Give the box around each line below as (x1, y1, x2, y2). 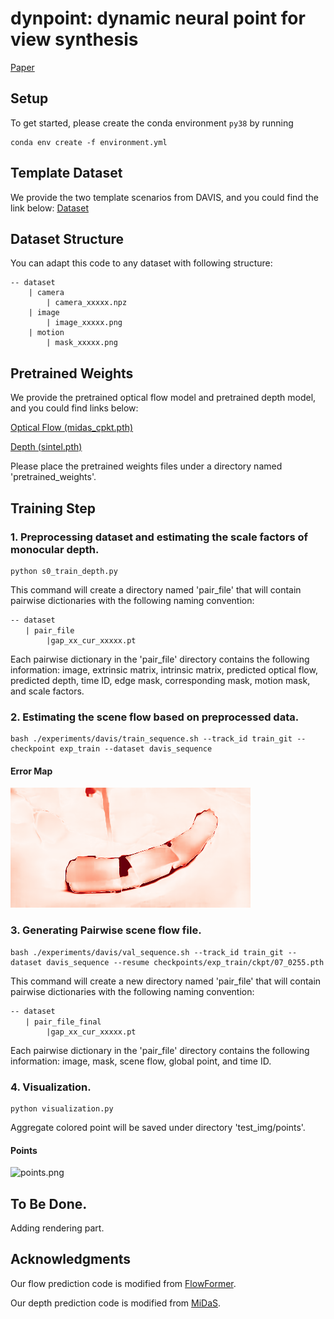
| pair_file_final (24, 1017, 102, 1027)
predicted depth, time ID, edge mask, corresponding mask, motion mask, (10, 674, 311, 686)
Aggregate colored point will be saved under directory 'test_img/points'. (10, 1121, 306, 1133)
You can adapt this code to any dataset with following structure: (10, 257, 273, 269)
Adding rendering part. (10, 1222, 105, 1234)
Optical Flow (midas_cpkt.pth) (10, 422, 134, 434)
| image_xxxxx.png (46, 318, 123, 328)
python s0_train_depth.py (10, 566, 118, 576)
